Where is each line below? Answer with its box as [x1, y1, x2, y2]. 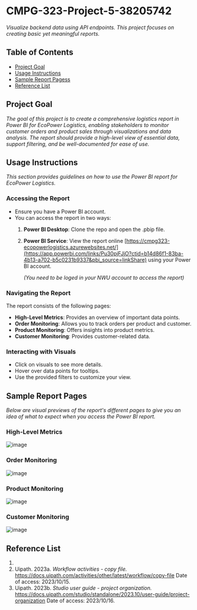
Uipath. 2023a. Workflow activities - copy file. [14, 565, 127, 573]
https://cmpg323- [126, 237, 170, 244]
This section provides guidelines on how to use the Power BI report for [6, 173, 178, 181]
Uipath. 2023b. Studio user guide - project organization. [14, 584, 152, 592]
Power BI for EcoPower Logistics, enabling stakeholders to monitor [6, 121, 169, 128]
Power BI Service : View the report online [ [23, 237, 127, 244]
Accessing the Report [6, 194, 70, 203]
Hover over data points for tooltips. [14, 367, 100, 375]
